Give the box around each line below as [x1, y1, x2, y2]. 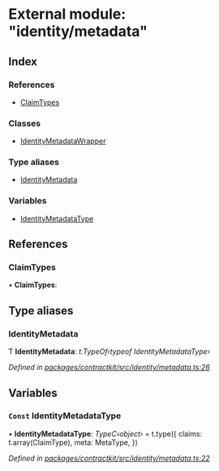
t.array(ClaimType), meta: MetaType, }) [8, 437, 138, 447]
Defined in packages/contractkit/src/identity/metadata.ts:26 [8, 363, 211, 373]
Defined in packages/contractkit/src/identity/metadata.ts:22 [8, 453, 211, 463]
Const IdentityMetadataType [8, 410, 122, 421]
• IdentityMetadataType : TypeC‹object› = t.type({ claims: [8, 429, 203, 438]
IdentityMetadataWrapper [19, 136, 106, 146]
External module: [8, 5, 127, 24]
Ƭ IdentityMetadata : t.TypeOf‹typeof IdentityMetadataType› [8, 347, 211, 356]
